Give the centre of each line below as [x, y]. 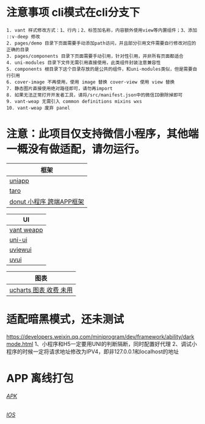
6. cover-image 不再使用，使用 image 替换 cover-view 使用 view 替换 [91, 82]
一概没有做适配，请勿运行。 [76, 149]
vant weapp [26, 230]
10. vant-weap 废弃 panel [38, 108]
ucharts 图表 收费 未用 [41, 290]
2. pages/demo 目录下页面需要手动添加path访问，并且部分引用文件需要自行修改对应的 [101, 43]
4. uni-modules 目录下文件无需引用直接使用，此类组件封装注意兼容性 [84, 62]
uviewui [20, 249]
